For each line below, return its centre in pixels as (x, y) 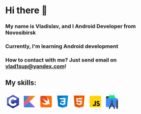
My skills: (21, 83)
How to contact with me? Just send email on (61, 60)
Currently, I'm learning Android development (62, 46)
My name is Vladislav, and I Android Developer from (70, 26)
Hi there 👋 (26, 10)
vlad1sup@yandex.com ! (36, 66)
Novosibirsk (21, 33)
